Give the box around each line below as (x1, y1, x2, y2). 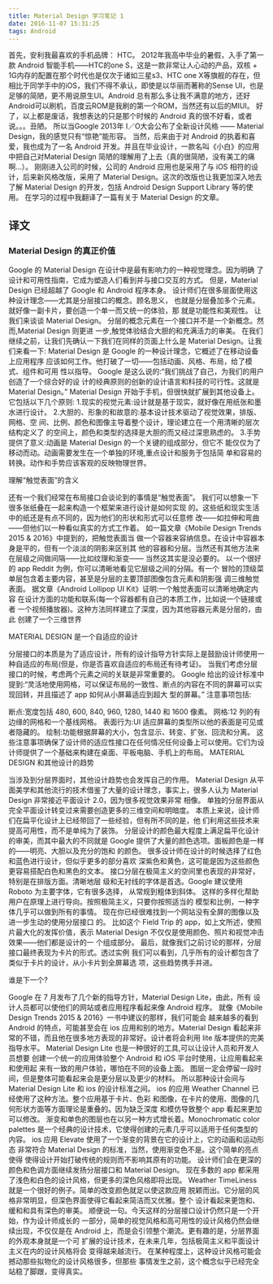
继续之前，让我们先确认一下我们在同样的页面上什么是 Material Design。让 (8, 336, 255, 346)
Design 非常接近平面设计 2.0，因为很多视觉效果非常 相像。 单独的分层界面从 (8, 796, 264, 805)
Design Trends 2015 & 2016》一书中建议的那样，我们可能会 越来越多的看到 (8, 1013, 258, 1022)
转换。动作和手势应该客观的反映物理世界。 (8, 458, 151, 468)
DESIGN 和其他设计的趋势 (8, 757, 95, 768)
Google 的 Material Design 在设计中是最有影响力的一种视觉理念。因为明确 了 (8, 265, 264, 275)
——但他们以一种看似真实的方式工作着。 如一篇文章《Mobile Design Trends (8, 523, 262, 533)
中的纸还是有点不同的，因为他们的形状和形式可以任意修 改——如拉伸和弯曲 (8, 513, 260, 523)
